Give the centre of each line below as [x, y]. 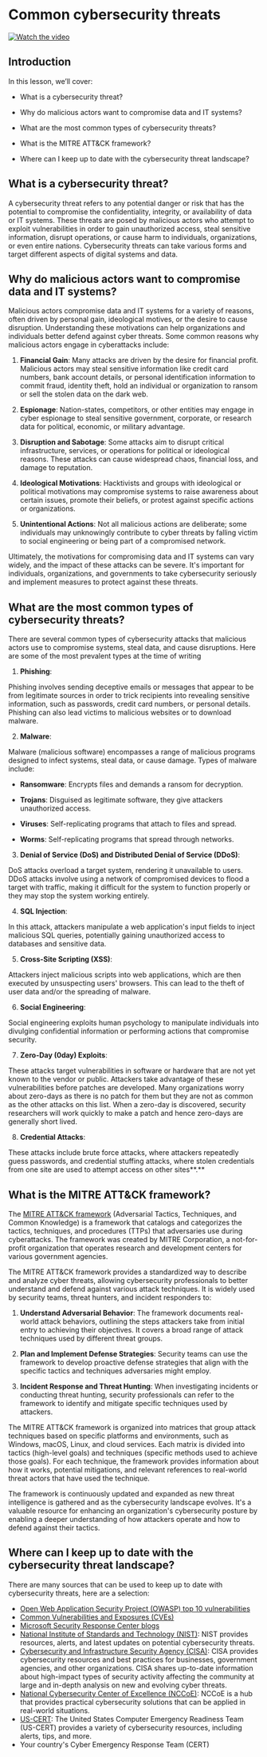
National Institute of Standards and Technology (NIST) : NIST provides [134, 1634]
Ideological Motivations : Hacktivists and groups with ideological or [130, 483]
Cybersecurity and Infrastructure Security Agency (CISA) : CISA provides [139, 1651]
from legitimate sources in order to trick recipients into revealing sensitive [129, 695]
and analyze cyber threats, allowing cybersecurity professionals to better [128, 1280]
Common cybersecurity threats [115, 15]
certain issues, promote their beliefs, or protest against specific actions [137, 500]
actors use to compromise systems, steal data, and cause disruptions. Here [132, 647]
